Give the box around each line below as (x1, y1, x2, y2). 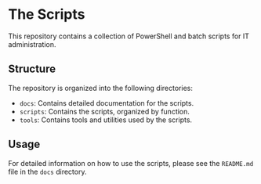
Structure (8, 63, 56, 76)
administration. (8, 39, 56, 49)
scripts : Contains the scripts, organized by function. (19, 106, 190, 116)
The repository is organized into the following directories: (8, 83, 194, 92)
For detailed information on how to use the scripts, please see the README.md (8, 158, 254, 168)
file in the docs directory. (8, 167, 87, 176)
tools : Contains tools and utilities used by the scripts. (19, 115, 193, 124)
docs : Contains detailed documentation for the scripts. (19, 98, 194, 107)
